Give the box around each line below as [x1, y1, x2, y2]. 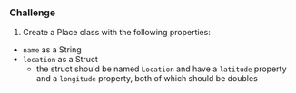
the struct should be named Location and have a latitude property [35, 63, 288, 74]
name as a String [22, 44, 82, 55]
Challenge [9, 6, 56, 19]
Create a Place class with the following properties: [22, 27, 211, 38]
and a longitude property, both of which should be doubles [35, 73, 259, 84]
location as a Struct [22, 54, 98, 65]
